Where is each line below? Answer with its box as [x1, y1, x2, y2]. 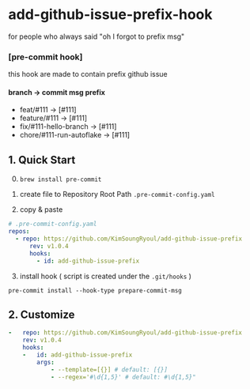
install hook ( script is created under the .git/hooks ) [19, 271, 192, 281]
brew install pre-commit [19, 176, 102, 183]
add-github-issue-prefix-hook [8, 6, 213, 24]
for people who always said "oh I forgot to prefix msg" [8, 32, 185, 41]
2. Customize [8, 308, 75, 321]
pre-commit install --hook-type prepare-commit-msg [8, 286, 182, 294]
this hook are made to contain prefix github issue [8, 70, 168, 79]
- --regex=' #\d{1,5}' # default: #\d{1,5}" [50, 373, 196, 381]
